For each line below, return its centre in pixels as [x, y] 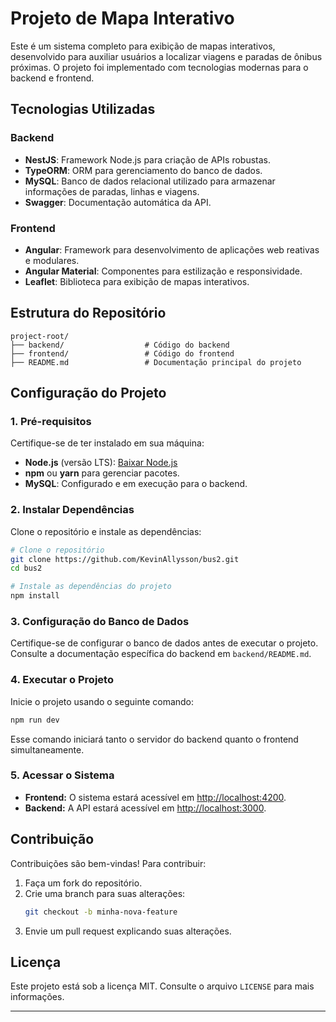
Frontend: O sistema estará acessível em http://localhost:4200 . [155, 797]
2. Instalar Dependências [72, 510]
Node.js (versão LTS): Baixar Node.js [101, 463]
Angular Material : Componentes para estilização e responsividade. [163, 271]
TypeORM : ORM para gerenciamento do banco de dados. [143, 170]
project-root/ [40, 336]
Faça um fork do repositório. [83, 883]
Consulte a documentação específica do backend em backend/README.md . [161, 654]
